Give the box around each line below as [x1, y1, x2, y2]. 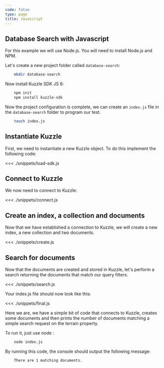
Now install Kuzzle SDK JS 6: [5, 81, 64, 87]
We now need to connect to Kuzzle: [5, 188, 77, 194]
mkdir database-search [14, 72, 61, 77]
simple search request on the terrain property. [5, 320, 98, 326]
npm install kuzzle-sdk [14, 95, 63, 100]
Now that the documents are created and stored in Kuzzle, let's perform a [5, 267, 155, 272]
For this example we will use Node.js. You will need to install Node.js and [5, 48, 153, 54]
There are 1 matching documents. [14, 358, 83, 363]
